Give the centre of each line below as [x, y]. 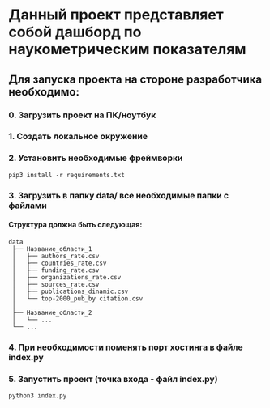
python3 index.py [38, 396]
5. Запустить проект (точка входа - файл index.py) [113, 379]
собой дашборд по [75, 32]
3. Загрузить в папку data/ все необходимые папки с [119, 195]
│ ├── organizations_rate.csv [66, 277]
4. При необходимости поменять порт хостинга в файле [126, 347]
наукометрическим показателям [127, 49]
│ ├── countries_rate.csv [59, 263]
